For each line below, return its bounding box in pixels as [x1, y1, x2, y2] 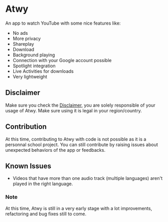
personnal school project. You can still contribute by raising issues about [5, 142, 158, 148]
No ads [12, 30, 28, 36]
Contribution [5, 123, 47, 131]
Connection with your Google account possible [12, 57, 112, 63]
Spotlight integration [12, 63, 56, 69]
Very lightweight [12, 73, 47, 79]
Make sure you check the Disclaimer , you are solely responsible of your [5, 102, 156, 108]
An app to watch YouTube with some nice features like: [5, 20, 121, 26]
